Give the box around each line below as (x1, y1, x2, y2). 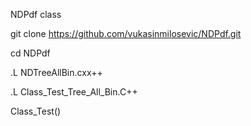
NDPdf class (10, 9, 62, 20)
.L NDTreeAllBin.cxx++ (10, 67, 103, 78)
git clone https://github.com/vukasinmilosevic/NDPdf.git (10, 28, 242, 39)
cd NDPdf (10, 47, 51, 59)
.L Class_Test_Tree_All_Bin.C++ (10, 86, 138, 98)
